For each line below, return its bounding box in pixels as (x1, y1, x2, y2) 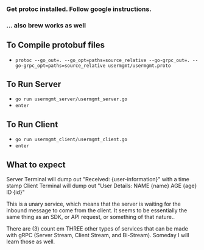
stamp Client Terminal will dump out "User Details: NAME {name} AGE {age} (6, 182, 197, 190)
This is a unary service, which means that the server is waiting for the (6, 200, 181, 208)
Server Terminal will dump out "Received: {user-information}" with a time (6, 176, 190, 183)
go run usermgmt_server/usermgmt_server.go (15, 96, 128, 102)
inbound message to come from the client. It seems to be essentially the (6, 207, 188, 214)
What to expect (6, 159, 66, 170)
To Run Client (6, 119, 58, 130)
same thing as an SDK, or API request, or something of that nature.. (6, 214, 175, 221)
